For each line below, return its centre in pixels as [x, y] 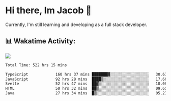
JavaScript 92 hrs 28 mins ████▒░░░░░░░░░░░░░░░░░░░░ [77, 79]
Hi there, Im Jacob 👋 [49, 10]
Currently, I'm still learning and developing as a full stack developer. [76, 24]
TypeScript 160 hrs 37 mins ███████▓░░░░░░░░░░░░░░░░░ [77, 74]
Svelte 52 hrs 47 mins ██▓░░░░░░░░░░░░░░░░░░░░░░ [77, 84]
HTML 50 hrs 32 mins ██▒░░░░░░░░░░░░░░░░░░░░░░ [77, 89]
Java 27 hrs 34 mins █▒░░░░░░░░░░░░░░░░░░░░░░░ [77, 93]
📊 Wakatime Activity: [40, 41]
